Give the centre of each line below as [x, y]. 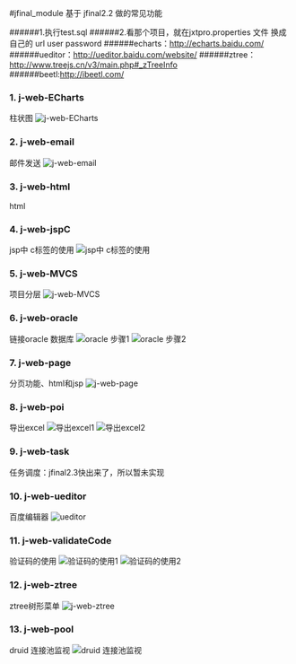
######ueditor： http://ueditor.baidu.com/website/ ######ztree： [133, 55]
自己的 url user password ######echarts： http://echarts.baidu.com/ [137, 44]
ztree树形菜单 [35, 606]
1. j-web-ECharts [47, 97]
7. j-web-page [40, 363]
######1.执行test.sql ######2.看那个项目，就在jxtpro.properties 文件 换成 [148, 32]
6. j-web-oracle [44, 319]
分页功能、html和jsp [46, 383]
